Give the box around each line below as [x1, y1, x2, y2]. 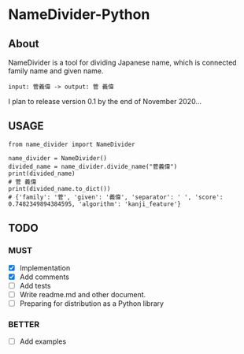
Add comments [19, 272, 69, 281]
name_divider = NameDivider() [8, 154, 108, 162]
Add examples [19, 337, 67, 346]
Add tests [19, 281, 51, 290]
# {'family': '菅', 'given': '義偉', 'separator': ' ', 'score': [8, 193, 224, 201]
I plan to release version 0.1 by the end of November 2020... [8, 97, 202, 106]
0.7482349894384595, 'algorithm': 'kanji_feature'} [8, 199, 181, 208]
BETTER [8, 319, 40, 330]
